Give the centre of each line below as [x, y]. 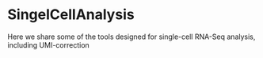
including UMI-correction [49, 44]
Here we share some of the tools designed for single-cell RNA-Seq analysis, [131, 37]
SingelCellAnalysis [71, 15]
